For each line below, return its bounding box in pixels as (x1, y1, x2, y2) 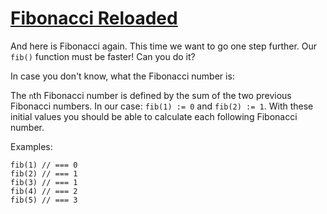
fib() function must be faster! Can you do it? (10, 50, 196, 62)
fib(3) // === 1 (10, 177, 78, 187)
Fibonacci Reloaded (10, 7, 178, 30)
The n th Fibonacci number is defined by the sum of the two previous (10, 89, 292, 101)
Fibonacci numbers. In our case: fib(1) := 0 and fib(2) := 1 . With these (10, 100, 314, 112)
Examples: (10, 140, 53, 152)
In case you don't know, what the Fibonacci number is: (10, 70, 235, 82)
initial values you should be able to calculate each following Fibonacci (10, 110, 298, 122)
